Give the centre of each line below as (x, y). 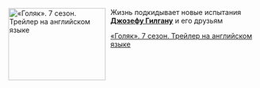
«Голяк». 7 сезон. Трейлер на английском (182, 36)
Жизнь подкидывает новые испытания (176, 12)
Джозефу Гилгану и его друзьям (167, 20)
